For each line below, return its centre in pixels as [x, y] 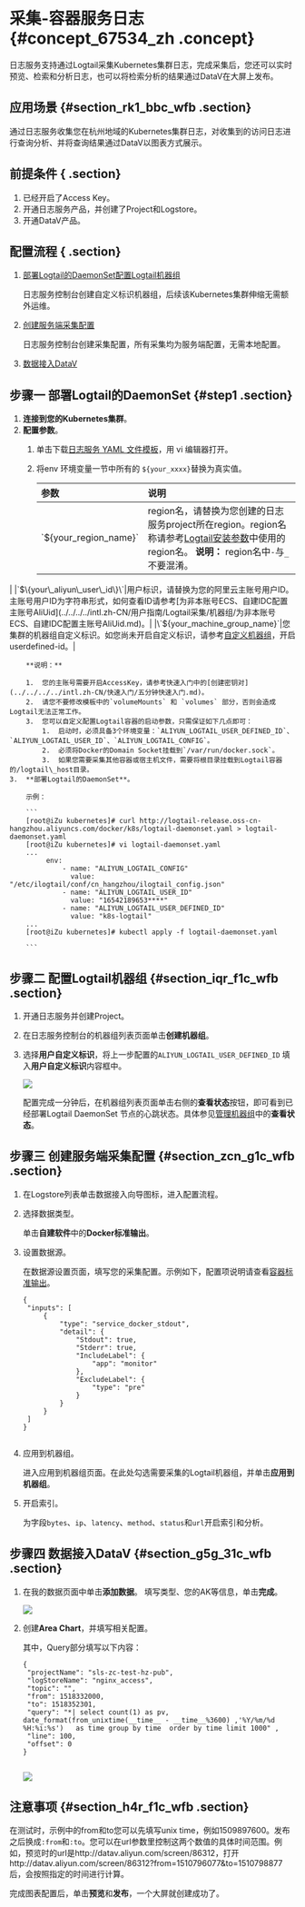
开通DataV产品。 [54, 220]
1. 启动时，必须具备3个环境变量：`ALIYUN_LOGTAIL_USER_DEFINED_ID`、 [168, 731]
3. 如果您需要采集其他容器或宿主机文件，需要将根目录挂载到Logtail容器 [162, 760]
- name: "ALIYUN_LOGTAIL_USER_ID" [128, 893]
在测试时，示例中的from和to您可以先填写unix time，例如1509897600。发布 [150, 1831]
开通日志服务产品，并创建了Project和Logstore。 [112, 209]
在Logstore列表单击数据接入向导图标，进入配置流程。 [123, 1194]
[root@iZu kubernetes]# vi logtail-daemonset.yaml [123, 845]
